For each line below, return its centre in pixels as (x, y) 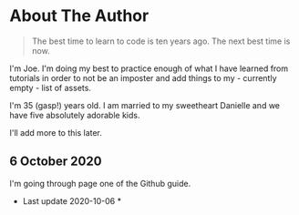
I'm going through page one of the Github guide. (100, 183)
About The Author (79, 16)
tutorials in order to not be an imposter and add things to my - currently (143, 77)
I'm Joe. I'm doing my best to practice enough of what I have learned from (149, 68)
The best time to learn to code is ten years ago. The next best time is (161, 41)
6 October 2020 (56, 162)
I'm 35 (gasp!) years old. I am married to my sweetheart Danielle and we (145, 105)
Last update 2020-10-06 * (72, 200)
